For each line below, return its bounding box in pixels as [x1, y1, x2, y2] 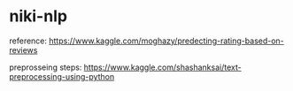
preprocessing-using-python [9, 71, 115, 81]
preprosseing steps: [9, 62, 82, 72]
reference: [9, 35, 47, 46]
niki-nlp [9, 6, 68, 27]
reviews [9, 44, 38, 55]
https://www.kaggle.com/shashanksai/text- [83, 62, 242, 72]
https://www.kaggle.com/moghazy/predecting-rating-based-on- [48, 35, 285, 46]
